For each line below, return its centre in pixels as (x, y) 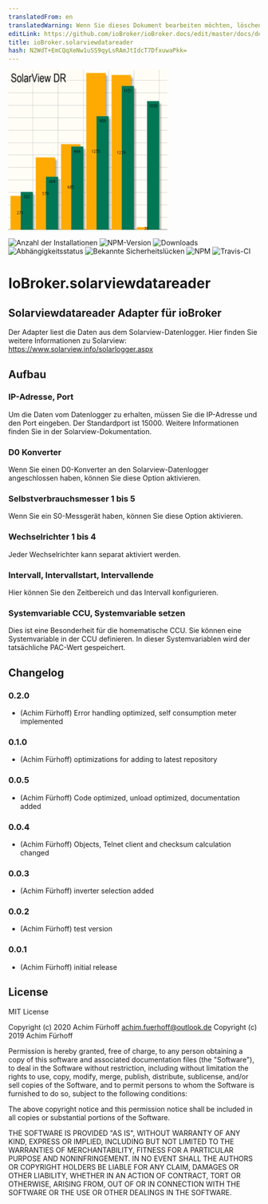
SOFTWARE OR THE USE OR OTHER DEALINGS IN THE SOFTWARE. (120, 1192)
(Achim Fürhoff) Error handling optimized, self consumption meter (128, 712)
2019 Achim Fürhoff (41, 1035)
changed (34, 852)
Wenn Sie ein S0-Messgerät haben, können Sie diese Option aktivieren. (126, 516)
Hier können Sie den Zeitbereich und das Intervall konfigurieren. (113, 592)
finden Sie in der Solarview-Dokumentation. (80, 431)
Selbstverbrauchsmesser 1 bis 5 (72, 499)
